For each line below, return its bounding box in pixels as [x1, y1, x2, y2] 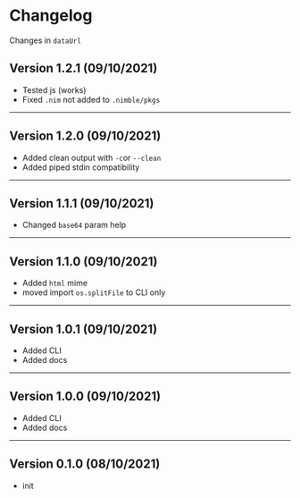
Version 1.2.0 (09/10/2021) [9, 129, 162, 144]
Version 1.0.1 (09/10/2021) [9, 321, 158, 336]
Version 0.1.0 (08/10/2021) [9, 457, 161, 472]
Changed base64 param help [21, 220, 127, 231]
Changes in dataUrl [9, 35, 82, 46]
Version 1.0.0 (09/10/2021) [9, 389, 162, 404]
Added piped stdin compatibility [21, 162, 140, 173]
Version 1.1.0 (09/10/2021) [9, 254, 158, 269]
